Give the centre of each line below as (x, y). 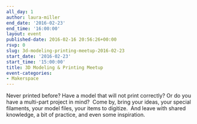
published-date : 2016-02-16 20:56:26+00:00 (62, 40)
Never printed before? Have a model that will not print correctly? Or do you (98, 96)
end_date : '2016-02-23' (36, 23)
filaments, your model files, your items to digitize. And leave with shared (96, 108)
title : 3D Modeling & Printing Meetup (55, 67)
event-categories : (29, 73)
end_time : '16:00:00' (33, 28)
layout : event (24, 34)
